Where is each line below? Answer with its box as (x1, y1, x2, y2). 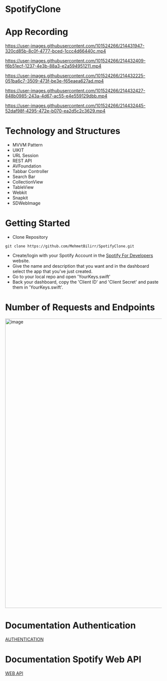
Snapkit (12, 195, 28, 201)
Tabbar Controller (12, 169, 49, 174)
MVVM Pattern (12, 142, 43, 148)
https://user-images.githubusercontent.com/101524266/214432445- (5, 103, 146, 109)
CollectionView (12, 179, 43, 185)
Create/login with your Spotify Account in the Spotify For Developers (12, 253, 153, 258)
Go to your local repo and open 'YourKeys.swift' (12, 274, 111, 280)
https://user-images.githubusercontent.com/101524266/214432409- (5, 58, 146, 64)
